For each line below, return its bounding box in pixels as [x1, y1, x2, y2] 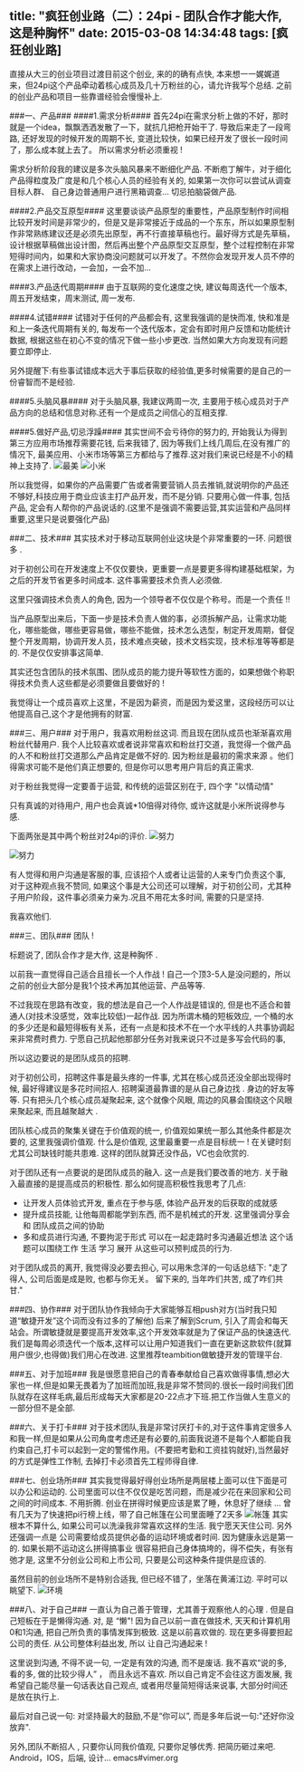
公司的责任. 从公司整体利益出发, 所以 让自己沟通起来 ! [9, 1638, 208, 1649]
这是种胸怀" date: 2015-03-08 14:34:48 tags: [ [9, 25, 277, 41]
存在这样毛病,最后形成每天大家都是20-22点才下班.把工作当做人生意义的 [24, 1391, 291, 1401]
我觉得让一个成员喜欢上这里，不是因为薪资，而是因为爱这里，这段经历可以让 [9, 697, 295, 708]
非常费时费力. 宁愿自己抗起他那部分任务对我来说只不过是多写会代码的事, [16, 1033, 287, 1044]
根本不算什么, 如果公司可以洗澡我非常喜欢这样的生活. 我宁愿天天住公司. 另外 [9, 1520, 292, 1531]
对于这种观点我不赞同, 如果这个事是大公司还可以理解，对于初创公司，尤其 [9, 880, 283, 891]
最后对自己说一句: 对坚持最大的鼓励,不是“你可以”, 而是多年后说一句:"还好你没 [9, 1710, 295, 1721]
